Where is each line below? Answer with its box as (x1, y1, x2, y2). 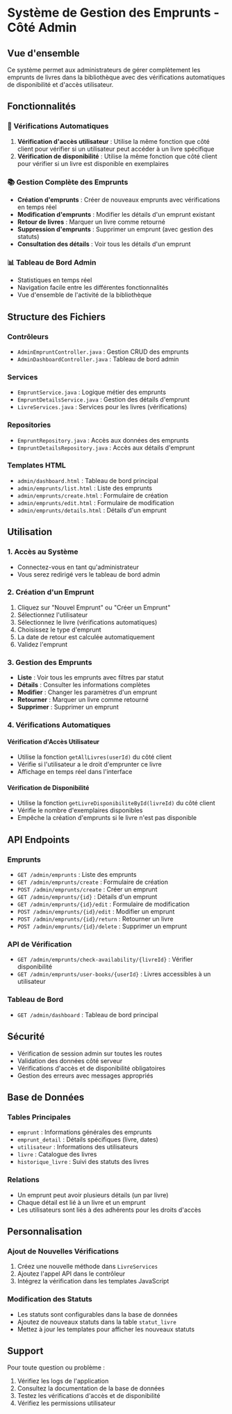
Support (7, 1345, 44, 1356)
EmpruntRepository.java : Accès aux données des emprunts (17, 436, 189, 444)
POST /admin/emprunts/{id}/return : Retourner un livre (17, 915, 174, 923)
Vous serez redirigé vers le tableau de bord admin (17, 570, 160, 578)
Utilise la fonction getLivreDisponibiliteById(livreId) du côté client (17, 799, 215, 807)
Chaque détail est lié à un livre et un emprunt (17, 1198, 146, 1206)
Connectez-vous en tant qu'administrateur (17, 563, 140, 571)
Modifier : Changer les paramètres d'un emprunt (17, 688, 158, 696)
